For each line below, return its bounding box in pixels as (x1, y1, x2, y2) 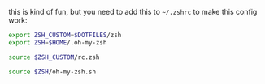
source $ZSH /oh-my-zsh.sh (8, 68, 96, 76)
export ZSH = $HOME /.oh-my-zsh (8, 38, 107, 47)
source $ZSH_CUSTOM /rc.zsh (8, 52, 100, 61)
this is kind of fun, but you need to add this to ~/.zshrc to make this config (8, 7, 258, 16)
